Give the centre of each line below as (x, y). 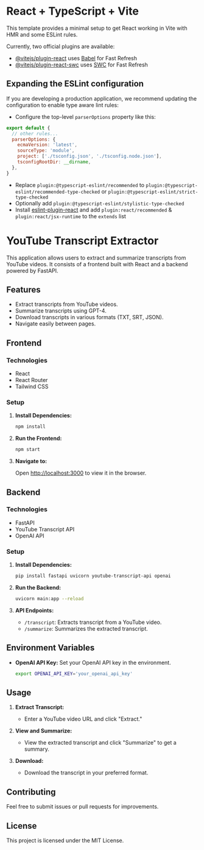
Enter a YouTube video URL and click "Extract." (83, 719)
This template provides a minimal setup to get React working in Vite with (97, 28)
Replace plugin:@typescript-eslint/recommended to (80, 185)
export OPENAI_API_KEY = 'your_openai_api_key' (74, 674)
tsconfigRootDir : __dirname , (54, 162)
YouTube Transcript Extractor (83, 240)
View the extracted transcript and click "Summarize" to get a (100, 743)
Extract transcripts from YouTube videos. (66, 304)
